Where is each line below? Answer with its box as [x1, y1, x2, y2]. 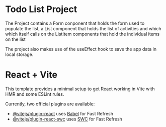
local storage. [5, 51, 34, 57]
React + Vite [5, 69, 58, 81]
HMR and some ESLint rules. [5, 91, 64, 97]
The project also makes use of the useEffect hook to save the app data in [5, 46, 157, 52]
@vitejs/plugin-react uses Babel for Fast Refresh [12, 110, 114, 116]
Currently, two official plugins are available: [5, 101, 95, 107]
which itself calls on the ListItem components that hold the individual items [5, 31, 160, 37]
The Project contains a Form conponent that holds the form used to [5, 20, 145, 26]
